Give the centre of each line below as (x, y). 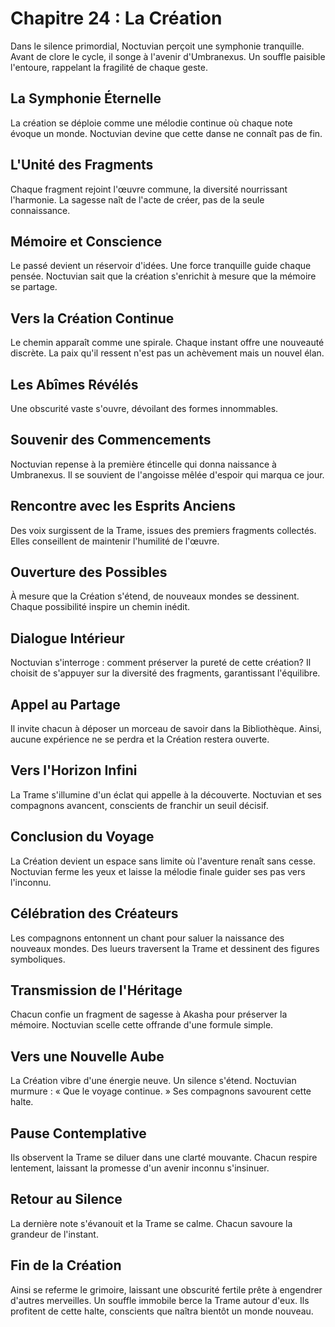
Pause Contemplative (78, 1133)
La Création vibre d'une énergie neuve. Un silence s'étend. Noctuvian (153, 1081)
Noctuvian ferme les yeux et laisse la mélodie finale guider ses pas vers (158, 871)
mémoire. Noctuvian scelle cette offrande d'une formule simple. (142, 1025)
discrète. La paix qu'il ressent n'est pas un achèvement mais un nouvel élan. (167, 353)
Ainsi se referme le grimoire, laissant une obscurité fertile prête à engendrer (166, 1289)
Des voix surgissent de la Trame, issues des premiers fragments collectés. (163, 530)
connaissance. (40, 210)
